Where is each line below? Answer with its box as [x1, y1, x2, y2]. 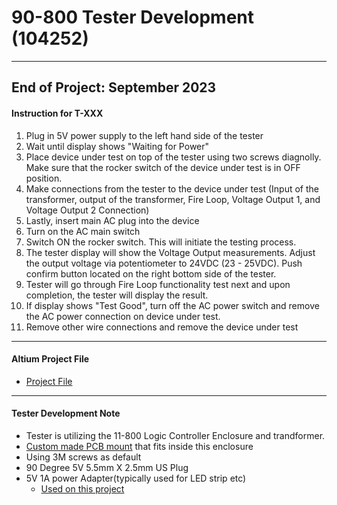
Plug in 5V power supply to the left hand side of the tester [25, 129, 264, 141]
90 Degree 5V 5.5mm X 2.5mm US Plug [25, 461, 189, 473]
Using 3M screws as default [25, 451, 142, 463]
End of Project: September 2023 [11, 79, 217, 96]
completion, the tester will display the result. [25, 289, 209, 301]
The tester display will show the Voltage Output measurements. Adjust [25, 246, 316, 258]
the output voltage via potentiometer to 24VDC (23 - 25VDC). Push [25, 257, 303, 269]
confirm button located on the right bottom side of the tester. [25, 267, 277, 280]
